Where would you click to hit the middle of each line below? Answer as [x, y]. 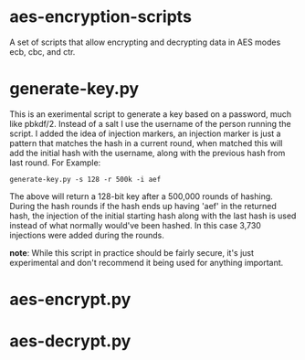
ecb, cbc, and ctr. [42, 51]
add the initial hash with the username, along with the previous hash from [147, 153]
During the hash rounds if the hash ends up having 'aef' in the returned [143, 206]
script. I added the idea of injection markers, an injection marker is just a [145, 133]
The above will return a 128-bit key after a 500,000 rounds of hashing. [142, 196]
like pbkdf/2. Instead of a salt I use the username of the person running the [150, 123]
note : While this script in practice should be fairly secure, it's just [131, 252]
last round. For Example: [55, 163]
